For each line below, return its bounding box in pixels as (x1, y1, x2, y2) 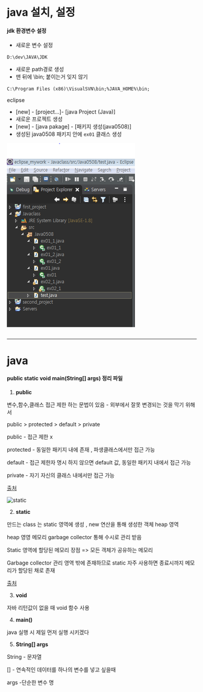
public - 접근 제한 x (7, 433, 53, 440)
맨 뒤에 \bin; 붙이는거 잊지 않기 (15, 73, 88, 80)
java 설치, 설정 (7, 5, 75, 19)
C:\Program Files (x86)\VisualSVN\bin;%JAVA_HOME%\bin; (7, 86, 150, 92)
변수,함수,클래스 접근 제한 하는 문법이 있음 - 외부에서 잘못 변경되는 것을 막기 (7, 401, 184, 408)
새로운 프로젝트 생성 (15, 115, 63, 123)
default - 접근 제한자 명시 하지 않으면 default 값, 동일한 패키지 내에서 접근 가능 (7, 458, 192, 466)
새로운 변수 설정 (15, 42, 53, 49)
